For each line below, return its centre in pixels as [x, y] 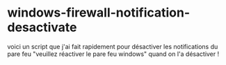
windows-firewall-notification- [99, 13]
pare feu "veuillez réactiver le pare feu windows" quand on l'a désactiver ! [113, 54]
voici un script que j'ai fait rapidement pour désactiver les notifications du [113, 46]
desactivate [42, 27]
